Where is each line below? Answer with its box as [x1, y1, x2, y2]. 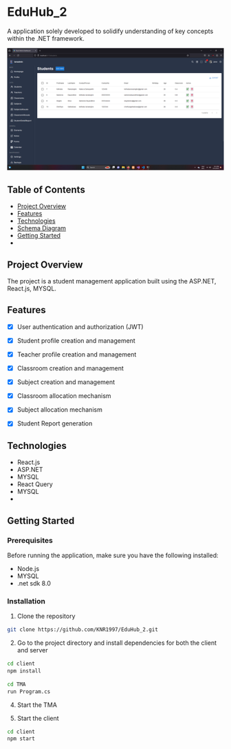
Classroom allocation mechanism [16, 392, 111, 400]
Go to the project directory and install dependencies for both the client [16, 639, 217, 647]
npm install [7, 667, 41, 675]
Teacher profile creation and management [16, 350, 137, 359]
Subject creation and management [16, 378, 115, 386]
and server [16, 646, 48, 655]
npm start [7, 735, 36, 742]
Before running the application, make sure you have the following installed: [7, 551, 219, 559]
